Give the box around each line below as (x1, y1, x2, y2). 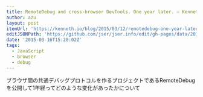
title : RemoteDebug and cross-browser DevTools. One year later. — (6, 8, 180, 15)
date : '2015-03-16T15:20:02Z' (6, 37, 83, 43)
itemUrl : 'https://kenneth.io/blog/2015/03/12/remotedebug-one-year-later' (6, 25, 201, 32)
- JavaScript (11, 48, 45, 54)
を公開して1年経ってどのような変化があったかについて (6, 84, 141, 91)
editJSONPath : (6, 31, 42, 37)
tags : (6, 43, 20, 49)
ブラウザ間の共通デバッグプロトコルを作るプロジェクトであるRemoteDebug (6, 77, 195, 84)
